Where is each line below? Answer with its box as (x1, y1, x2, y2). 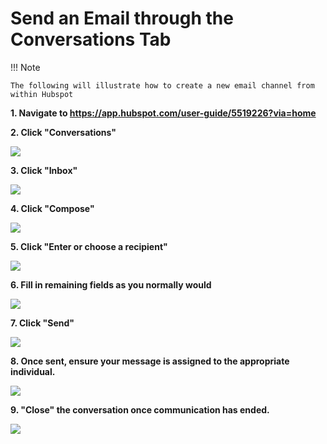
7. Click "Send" (10, 317, 75, 329)
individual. (10, 365, 56, 377)
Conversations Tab (10, 28, 172, 51)
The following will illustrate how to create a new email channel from (10, 80, 315, 91)
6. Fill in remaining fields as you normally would (10, 278, 212, 291)
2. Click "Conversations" (10, 126, 117, 138)
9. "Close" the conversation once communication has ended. (10, 403, 270, 416)
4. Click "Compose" (10, 202, 95, 214)
